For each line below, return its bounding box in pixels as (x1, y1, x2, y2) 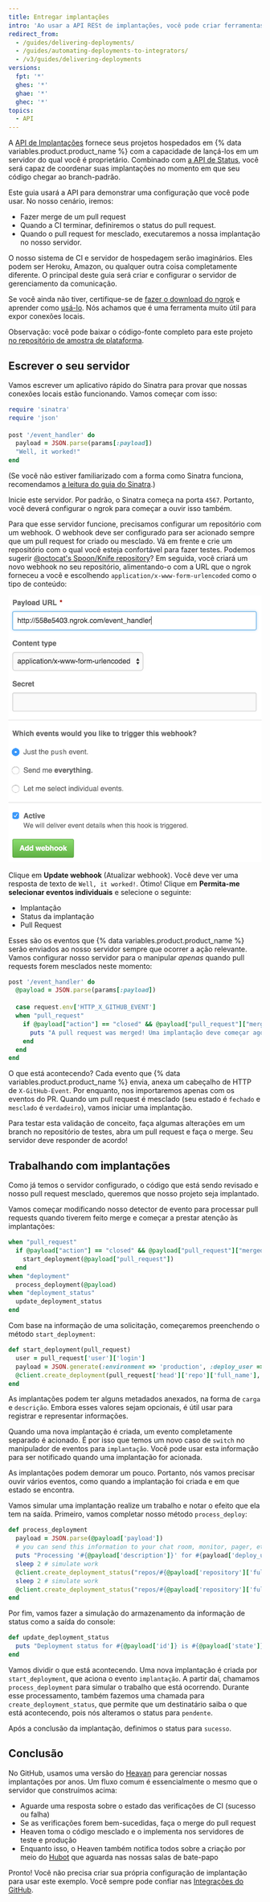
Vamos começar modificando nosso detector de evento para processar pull (8, 1204, 259, 1215)
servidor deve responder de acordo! (8, 1136, 129, 1145)
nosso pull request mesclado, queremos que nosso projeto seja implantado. (8, 1189, 260, 1199)
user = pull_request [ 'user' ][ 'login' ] (15, 1354, 146, 1362)
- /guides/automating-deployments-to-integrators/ (15, 47, 189, 56)
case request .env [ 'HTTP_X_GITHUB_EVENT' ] (15, 1003, 157, 1012)
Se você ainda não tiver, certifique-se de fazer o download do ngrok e (8, 295, 241, 304)
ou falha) (19, 1809, 50, 1819)
